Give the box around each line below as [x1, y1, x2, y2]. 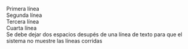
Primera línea [6, 5, 39, 12]
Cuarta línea [6, 24, 37, 31]
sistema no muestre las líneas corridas [6, 38, 102, 44]
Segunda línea [6, 11, 42, 19]
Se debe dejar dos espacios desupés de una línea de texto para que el [6, 31, 183, 38]
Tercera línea [6, 18, 39, 25]
